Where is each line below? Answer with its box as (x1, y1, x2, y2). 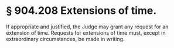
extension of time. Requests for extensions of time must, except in (6, 29, 166, 36)
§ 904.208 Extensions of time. (6, 4, 157, 17)
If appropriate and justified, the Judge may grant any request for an (6, 23, 169, 30)
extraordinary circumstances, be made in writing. (6, 35, 125, 42)
